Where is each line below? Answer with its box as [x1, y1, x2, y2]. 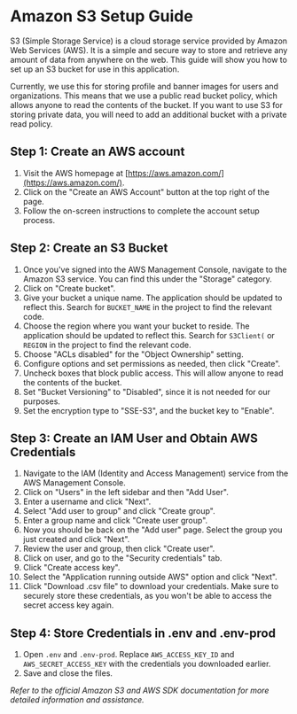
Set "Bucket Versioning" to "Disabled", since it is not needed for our [22, 386, 271, 397]
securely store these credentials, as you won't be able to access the [22, 591, 272, 601]
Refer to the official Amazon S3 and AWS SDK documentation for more [10, 685, 270, 696]
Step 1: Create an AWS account [10, 144, 185, 159]
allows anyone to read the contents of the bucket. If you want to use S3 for [10, 99, 283, 110]
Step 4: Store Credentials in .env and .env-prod [10, 625, 276, 640]
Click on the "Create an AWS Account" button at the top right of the [22, 186, 270, 197]
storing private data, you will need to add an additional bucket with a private [10, 109, 287, 120]
